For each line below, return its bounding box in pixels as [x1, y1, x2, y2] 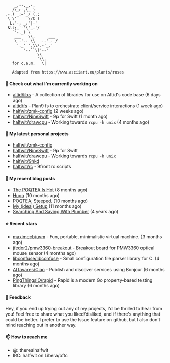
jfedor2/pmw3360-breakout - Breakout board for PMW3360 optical [12, 245, 155, 251]
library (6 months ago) [12, 282, 60, 288]
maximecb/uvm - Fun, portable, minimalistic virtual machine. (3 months [12, 233, 162, 240]
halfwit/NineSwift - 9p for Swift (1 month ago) [12, 113, 108, 120]
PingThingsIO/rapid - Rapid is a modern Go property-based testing [12, 277, 153, 283]
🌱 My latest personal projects [5, 131, 69, 137]
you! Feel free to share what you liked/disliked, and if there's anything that [5, 311, 161, 317]
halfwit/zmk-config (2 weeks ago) [12, 108, 84, 114]
